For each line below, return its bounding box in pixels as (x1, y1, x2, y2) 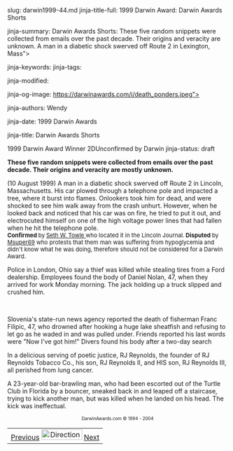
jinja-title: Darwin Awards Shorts (7, 131, 100, 139)
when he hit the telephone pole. (7, 224, 99, 232)
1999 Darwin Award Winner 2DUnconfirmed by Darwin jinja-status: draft (7, 144, 216, 153)
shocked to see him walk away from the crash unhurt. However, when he (7, 201, 218, 210)
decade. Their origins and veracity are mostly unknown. (7, 166, 174, 174)
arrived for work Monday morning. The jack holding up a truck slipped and (7, 281, 222, 288)
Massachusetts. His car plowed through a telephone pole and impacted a (7, 187, 218, 195)
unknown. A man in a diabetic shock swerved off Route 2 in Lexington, (7, 42, 211, 50)
